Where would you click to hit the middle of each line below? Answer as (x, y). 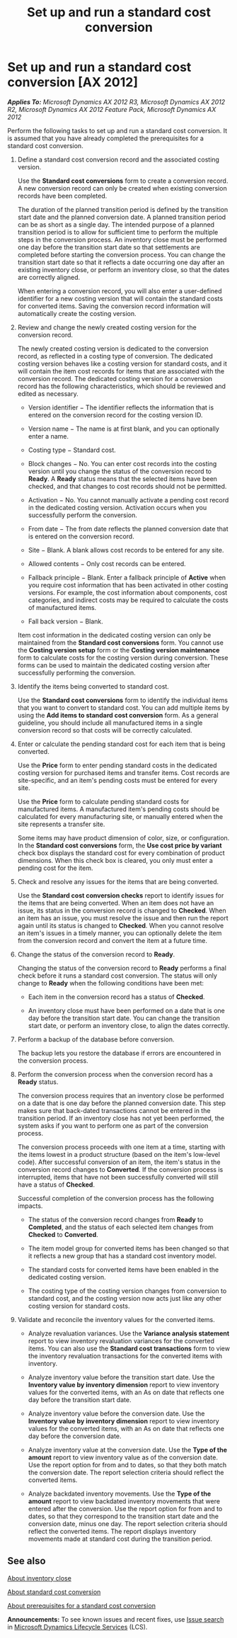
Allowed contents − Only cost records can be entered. (107, 563)
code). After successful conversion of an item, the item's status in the (119, 1162)
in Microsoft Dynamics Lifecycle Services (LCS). (77, 1627)
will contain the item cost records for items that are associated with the (121, 371)
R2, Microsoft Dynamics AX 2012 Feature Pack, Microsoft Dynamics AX (112, 109)
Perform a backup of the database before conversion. (96, 1039)
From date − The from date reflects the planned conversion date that (128, 529)
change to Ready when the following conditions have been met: (110, 983)
